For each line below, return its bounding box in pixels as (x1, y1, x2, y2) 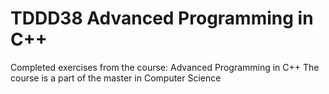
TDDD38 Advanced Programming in (10, 7, 314, 30)
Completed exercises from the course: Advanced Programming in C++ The (10, 61, 320, 73)
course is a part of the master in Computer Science (10, 72, 222, 84)
